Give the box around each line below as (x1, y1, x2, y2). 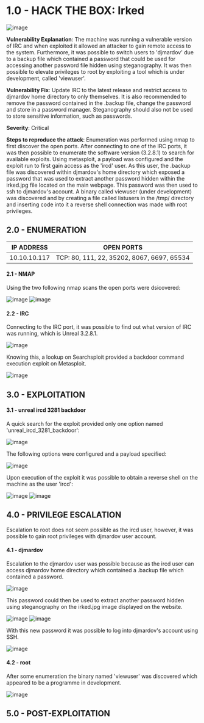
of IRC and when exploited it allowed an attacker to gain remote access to (6, 42, 191, 49)
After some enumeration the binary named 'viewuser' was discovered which (6, 672, 198, 680)
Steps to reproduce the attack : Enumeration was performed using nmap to (6, 135, 195, 143)
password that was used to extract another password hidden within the (6, 174, 185, 182)
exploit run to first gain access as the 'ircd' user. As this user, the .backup (6, 162, 191, 169)
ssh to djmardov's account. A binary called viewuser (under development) (6, 187, 192, 195)
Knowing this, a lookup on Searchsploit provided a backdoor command (6, 353, 185, 361)
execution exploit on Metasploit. (6, 360, 86, 367)
